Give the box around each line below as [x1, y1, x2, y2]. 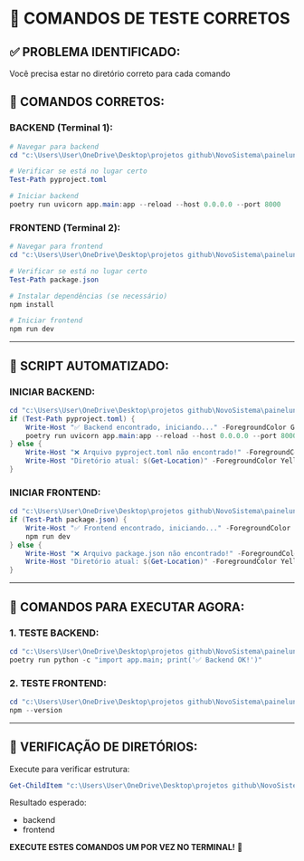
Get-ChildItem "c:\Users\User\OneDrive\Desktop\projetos [9, 780, 229, 790]
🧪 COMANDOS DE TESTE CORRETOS [9, 8, 291, 29]
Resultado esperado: [9, 797, 88, 808]
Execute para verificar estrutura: [9, 763, 130, 774]
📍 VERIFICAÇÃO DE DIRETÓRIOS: [9, 740, 198, 755]
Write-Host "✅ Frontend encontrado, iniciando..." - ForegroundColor [25, 523, 291, 532]
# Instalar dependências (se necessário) [9, 292, 168, 301]
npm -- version [9, 705, 63, 714]
